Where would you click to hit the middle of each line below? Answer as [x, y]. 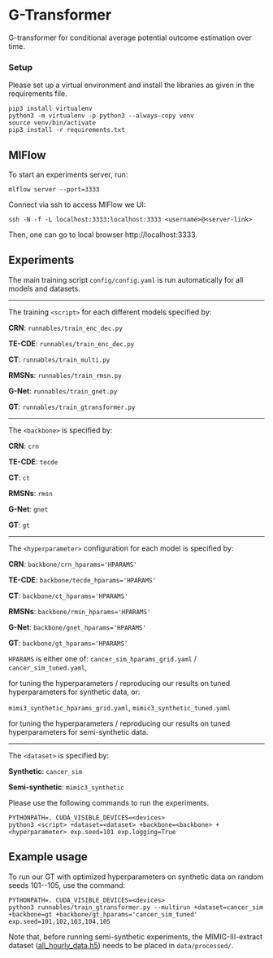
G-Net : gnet [28, 509]
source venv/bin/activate [52, 123]
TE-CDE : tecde [33, 461]
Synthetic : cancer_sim [45, 771]
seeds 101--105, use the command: [67, 885]
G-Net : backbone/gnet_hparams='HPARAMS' [78, 627]
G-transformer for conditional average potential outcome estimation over [130, 37]
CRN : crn [24, 446]
